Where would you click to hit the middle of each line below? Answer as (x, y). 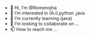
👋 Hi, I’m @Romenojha (33, 8)
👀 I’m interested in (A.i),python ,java (47, 13)
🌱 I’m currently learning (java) (41, 18)
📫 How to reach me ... (34, 29)
